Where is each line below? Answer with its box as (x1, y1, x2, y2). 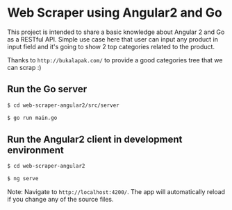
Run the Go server (7, 83, 88, 95)
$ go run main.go (7, 114, 58, 121)
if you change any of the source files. (7, 195, 114, 204)
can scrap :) (7, 63, 42, 71)
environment (7, 144, 64, 156)
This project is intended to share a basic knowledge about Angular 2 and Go (7, 28, 225, 36)
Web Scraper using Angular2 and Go (7, 5, 222, 21)
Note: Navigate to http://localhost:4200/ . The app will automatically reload (7, 188, 226, 196)
